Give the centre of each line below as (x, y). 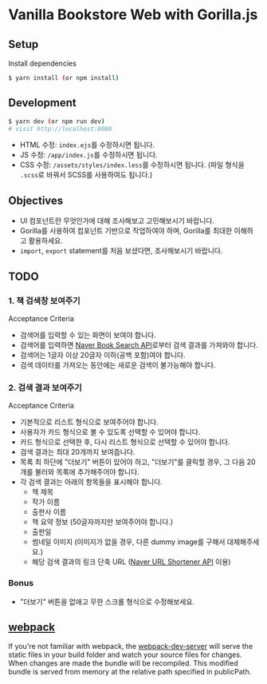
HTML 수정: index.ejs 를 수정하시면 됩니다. (87, 145)
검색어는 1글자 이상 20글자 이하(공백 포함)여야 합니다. (102, 355)
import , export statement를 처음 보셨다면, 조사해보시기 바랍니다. (121, 251)
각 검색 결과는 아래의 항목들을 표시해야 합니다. (91, 482)
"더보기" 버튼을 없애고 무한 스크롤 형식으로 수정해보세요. (107, 602)
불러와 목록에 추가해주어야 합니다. (87, 472)
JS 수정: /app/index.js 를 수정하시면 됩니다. (88, 155)
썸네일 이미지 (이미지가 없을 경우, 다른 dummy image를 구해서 (128, 542)
